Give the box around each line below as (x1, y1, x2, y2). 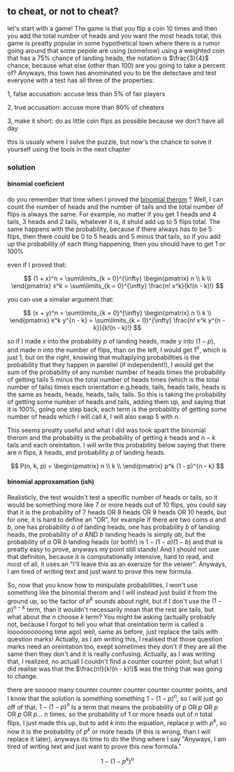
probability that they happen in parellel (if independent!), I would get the (7, 360, 214, 369)
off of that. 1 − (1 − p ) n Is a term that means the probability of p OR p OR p (7, 702, 219, 711)
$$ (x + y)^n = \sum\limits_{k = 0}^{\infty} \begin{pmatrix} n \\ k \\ (23, 309, 212, 317)
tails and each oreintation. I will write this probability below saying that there (7, 440, 226, 449)
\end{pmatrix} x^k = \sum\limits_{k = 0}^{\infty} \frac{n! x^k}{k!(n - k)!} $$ (10, 281, 224, 290)
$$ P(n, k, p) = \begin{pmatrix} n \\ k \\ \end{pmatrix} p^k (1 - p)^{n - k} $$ (10, 461, 225, 470)
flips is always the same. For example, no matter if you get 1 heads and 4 (7, 209, 217, 218)
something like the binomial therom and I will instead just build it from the (7, 588, 218, 596)
